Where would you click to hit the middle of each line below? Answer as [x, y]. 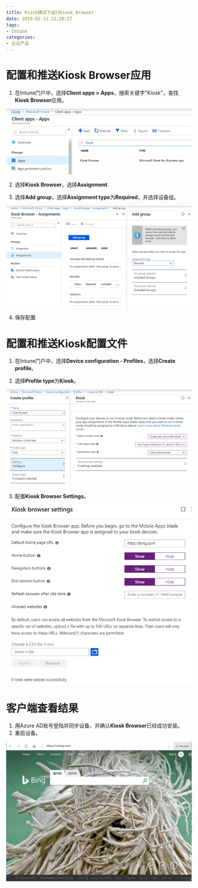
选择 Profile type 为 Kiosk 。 [47, 381]
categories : [21, 37]
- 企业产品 [18, 44]
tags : [13, 25]
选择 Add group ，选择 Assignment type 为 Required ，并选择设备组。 [97, 197]
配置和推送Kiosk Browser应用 [79, 75]
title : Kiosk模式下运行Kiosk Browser [50, 12]
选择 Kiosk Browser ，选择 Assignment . [62, 184]
